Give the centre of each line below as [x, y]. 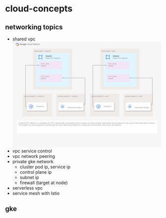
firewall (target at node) [44, 183]
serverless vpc [28, 188]
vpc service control [32, 151]
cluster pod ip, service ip [45, 167]
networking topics [34, 27]
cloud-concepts [39, 9]
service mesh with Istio [36, 193]
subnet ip [29, 177]
